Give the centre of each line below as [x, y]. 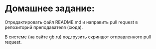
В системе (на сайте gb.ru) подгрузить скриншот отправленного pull [78, 37]
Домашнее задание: [50, 9]
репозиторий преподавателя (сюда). [44, 27]
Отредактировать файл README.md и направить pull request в [71, 22]
